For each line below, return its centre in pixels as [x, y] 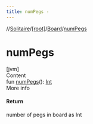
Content [16, 75]
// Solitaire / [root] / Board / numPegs [47, 28]
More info [18, 88]
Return [15, 101]
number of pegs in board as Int [44, 115]
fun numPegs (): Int [29, 81]
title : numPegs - [28, 12]
